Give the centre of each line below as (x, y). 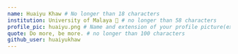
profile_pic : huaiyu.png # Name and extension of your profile (103, 27)
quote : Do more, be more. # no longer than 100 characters (96, 33)
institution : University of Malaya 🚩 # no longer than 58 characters (112, 20)
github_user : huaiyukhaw (44, 40)
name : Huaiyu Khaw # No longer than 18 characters (84, 14)
